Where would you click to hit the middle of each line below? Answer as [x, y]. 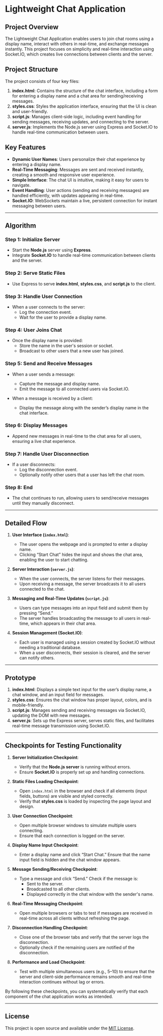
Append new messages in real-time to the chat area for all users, [77, 436]
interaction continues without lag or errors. [62, 982]
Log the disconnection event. [48, 470]
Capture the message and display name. [60, 384]
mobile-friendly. [28, 705]
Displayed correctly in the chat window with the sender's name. [90, 894]
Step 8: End [19, 487]
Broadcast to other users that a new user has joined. [72, 351]
